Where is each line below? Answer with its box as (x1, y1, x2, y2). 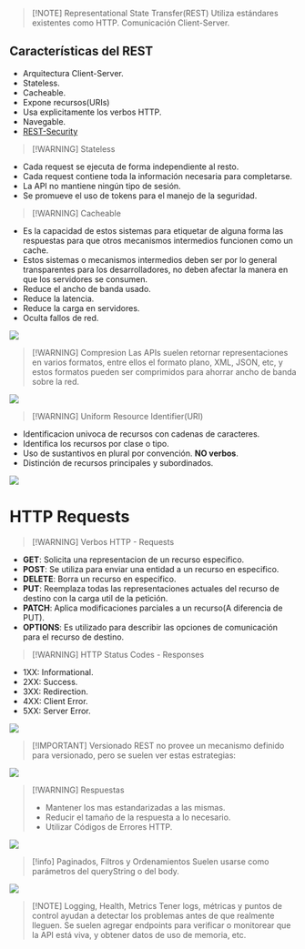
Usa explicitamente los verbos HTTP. (22, 106, 162, 117)
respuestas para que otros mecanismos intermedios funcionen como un (22, 235, 293, 246)
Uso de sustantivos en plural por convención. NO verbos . (22, 448, 239, 459)
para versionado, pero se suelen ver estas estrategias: (31, 750, 237, 761)
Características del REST (9, 44, 154, 59)
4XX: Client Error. (22, 695, 88, 706)
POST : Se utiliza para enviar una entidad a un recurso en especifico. (22, 563, 280, 574)
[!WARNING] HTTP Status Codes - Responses (31, 649, 205, 660)
